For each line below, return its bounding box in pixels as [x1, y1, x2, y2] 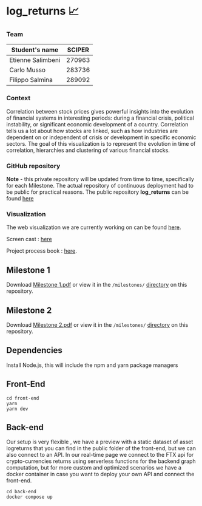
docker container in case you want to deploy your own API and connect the [6, 471, 195, 478]
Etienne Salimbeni [9, 56, 61, 64]
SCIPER [67, 46, 89, 54]
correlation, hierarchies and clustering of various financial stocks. [6, 146, 170, 154]
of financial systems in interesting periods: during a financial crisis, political [6, 114, 194, 121]
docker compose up [6, 494, 53, 501]
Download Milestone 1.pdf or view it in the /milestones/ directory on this [6, 281, 187, 289]
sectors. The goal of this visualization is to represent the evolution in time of [6, 140, 196, 147]
